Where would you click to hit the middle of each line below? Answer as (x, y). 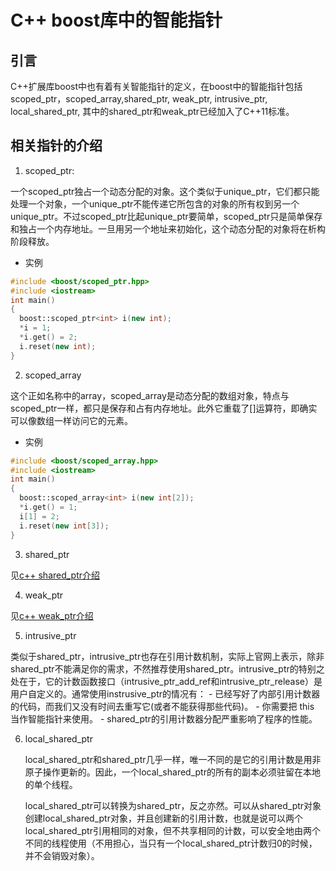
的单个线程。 (51, 784)
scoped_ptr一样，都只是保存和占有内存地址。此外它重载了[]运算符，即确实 (164, 408)
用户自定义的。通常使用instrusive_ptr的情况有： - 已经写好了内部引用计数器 (165, 693)
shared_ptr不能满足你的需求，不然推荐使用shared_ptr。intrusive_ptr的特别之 (167, 668)
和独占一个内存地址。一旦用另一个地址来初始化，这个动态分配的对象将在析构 (168, 228)
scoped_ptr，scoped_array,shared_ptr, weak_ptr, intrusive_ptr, (139, 99)
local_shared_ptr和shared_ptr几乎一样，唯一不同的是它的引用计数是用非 (173, 759)
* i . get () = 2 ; (48, 337)
